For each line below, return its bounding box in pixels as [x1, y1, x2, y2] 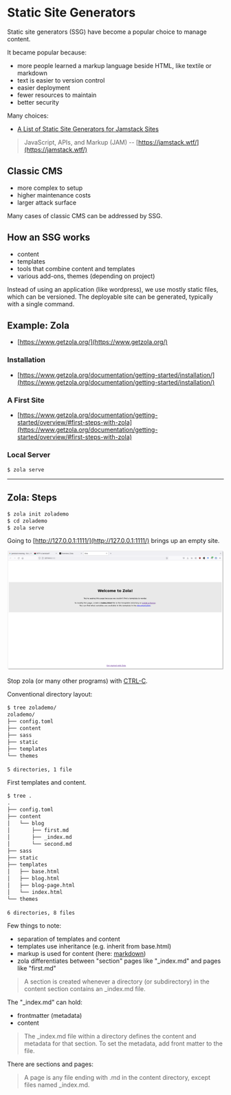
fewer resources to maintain [16, 91, 97, 99]
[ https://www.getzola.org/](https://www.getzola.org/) [16, 338, 168, 346]
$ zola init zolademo [7, 511, 69, 518]
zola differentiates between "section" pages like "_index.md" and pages [16, 957, 221, 965]
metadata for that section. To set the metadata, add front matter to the [23, 1039, 223, 1048]
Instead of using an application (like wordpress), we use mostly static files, [7, 285, 219, 293]
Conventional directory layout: [7, 690, 93, 699]
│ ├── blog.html [7, 875, 60, 882]
